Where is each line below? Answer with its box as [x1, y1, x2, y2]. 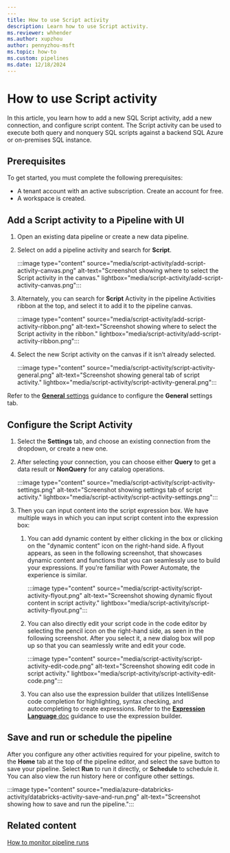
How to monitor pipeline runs [7, 838, 89, 846]
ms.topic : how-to [7, 49, 57, 56]
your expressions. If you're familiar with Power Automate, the [27, 563, 200, 572]
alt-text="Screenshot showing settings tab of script [57, 486, 203, 494]
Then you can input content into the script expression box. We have [16, 506, 209, 515]
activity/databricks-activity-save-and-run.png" [7, 792, 139, 801]
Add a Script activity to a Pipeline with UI [7, 214, 185, 226]
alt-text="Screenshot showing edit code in [95, 662, 215, 670]
